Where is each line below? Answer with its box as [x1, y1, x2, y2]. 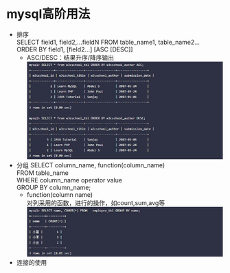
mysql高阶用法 [6, 6, 91, 22]
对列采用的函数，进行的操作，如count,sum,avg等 [26, 198, 165, 206]
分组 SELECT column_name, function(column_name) [16, 161, 165, 169]
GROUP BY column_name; [16, 183, 91, 191]
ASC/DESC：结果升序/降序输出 [26, 53, 115, 62]
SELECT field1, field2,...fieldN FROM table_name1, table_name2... [16, 38, 200, 46]
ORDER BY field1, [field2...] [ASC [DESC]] [16, 45, 133, 54]
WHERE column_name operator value [16, 176, 123, 184]
